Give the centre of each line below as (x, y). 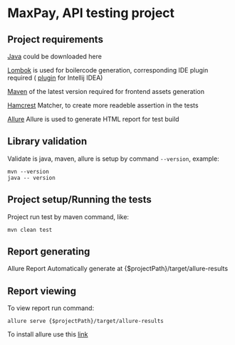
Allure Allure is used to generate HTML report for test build (93, 119)
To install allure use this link (48, 334)
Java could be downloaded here (54, 56)
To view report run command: (51, 308)
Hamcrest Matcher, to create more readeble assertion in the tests (103, 105)
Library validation (47, 141)
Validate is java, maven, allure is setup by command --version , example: (113, 159)
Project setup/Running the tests (79, 200)
